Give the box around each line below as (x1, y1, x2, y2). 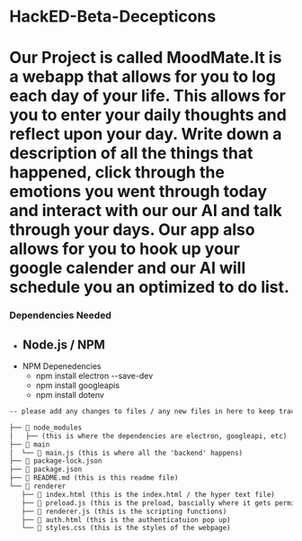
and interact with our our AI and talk (9, 201, 283, 221)
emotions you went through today (9, 182, 268, 202)
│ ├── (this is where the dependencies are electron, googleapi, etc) (9, 431, 288, 440)
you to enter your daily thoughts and (9, 105, 288, 125)
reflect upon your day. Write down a (9, 124, 282, 145)
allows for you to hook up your (9, 239, 241, 259)
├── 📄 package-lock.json (9, 456, 102, 465)
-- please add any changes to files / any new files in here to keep (9, 407, 276, 416)
